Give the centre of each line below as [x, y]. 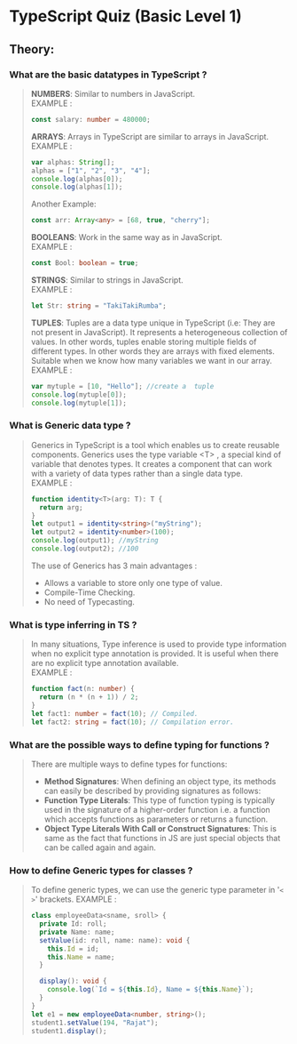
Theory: [32, 49]
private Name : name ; [77, 932]
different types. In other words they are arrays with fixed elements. [152, 351]
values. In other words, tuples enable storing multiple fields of [144, 341]
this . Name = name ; [81, 957]
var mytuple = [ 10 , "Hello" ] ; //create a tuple [122, 386]
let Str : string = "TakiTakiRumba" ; [98, 306]
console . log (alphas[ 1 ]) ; [77, 187]
